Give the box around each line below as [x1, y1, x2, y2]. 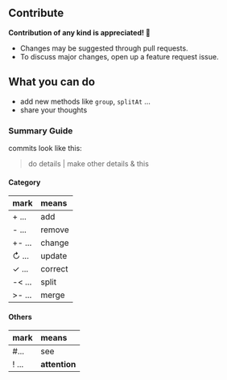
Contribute [8, 6, 64, 20]
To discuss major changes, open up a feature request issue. [19, 51, 219, 61]
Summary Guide [8, 125, 73, 136]
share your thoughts [19, 104, 88, 115]
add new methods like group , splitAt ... [19, 96, 151, 106]
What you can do [8, 76, 95, 89]
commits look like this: [8, 143, 82, 153]
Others [8, 312, 32, 321]
